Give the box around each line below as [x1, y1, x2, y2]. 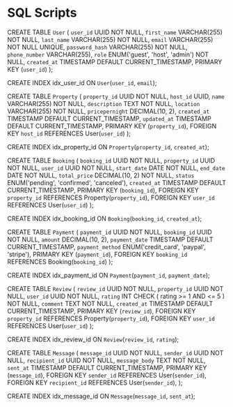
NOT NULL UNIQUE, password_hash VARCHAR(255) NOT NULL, [7, 43, 188, 51]
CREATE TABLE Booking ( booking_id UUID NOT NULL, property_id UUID [7, 156, 216, 165]
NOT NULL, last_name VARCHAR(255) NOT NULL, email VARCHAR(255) [7, 35, 214, 43]
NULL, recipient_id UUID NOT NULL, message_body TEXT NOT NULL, [7, 356, 206, 364]
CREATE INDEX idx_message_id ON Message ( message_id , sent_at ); [7, 392, 196, 400]
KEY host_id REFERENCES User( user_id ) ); [7, 129, 131, 138]
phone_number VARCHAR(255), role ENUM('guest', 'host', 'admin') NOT [7, 50, 209, 59]
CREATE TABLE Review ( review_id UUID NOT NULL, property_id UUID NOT [7, 284, 224, 293]
